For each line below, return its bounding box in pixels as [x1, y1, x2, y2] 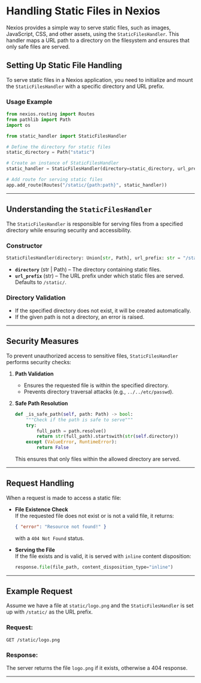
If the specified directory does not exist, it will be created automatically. [14, 307, 191, 315]
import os [6, 122, 31, 128]
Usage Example [6, 97, 53, 106]
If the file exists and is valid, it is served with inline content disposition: [14, 552, 191, 560]
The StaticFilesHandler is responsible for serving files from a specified [6, 220, 183, 227]
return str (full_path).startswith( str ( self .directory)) [36, 434, 179, 440]
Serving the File [14, 546, 55, 553]
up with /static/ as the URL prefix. [6, 608, 93, 615]
